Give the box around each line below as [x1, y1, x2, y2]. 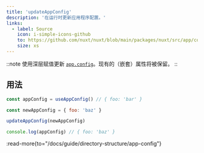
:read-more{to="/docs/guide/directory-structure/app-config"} [6, 140, 162, 148]
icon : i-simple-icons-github [17, 32, 91, 38]
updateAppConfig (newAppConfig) [6, 118, 86, 124]
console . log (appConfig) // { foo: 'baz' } [6, 129, 115, 135]
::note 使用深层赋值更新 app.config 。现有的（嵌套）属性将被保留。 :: [6, 60, 178, 67]
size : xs [17, 43, 39, 49]
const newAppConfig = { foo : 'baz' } [6, 107, 102, 113]
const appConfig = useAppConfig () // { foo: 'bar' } [6, 96, 143, 102]
